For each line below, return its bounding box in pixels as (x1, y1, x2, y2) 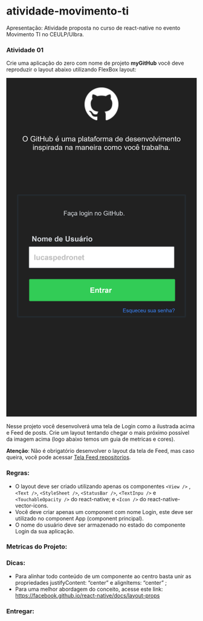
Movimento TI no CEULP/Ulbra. (6, 30, 85, 37)
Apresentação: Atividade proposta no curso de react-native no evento (6, 24, 181, 31)
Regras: (6, 469, 30, 477)
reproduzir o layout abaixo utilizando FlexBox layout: (6, 66, 137, 73)
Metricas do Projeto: (6, 542, 68, 551)
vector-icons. (14, 502, 49, 509)
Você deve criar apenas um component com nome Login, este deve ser (14, 508, 193, 515)
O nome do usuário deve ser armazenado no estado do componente (14, 521, 185, 528)
